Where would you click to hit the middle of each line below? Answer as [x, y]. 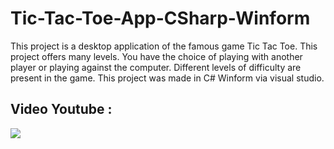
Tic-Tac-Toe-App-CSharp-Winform [160, 18]
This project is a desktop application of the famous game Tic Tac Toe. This [164, 46]
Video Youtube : [61, 109]
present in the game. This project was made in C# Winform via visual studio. [167, 78]
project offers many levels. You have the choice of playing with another [156, 56]
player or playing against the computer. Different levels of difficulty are [156, 67]
